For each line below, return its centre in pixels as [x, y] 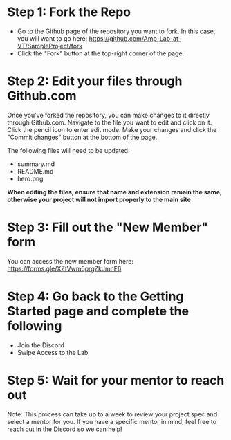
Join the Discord [40, 345]
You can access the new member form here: [70, 261]
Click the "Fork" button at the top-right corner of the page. [101, 53]
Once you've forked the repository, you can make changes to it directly [108, 115]
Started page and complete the [98, 311]
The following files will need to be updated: [68, 150]
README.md [35, 171]
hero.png [30, 178]
